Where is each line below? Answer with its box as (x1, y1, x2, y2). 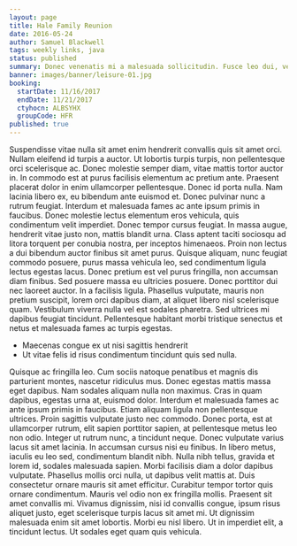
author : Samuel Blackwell (9, 37, 104, 47)
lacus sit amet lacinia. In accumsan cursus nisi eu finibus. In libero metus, (9, 442, 277, 452)
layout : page (9, 12, 57, 22)
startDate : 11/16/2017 (17, 87, 101, 96)
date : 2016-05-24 (9, 29, 73, 38)
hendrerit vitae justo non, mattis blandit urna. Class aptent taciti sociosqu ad (9, 229, 286, 239)
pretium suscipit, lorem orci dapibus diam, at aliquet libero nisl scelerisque (9, 295, 279, 305)
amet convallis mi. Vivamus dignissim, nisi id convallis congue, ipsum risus (9, 498, 281, 509)
